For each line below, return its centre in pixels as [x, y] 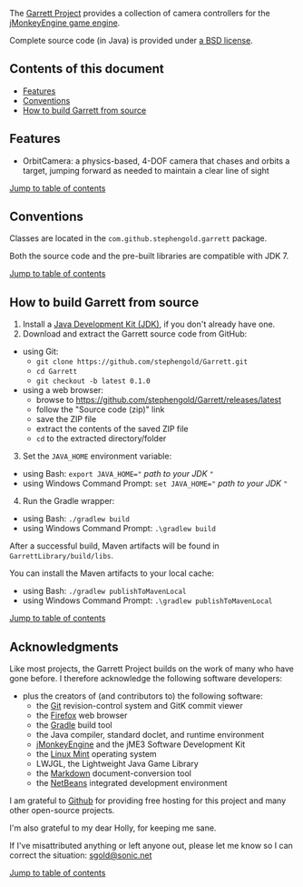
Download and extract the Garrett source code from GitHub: [135, 334]
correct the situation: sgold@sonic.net [81, 855]
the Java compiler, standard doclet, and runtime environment [150, 735]
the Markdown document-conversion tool [114, 773]
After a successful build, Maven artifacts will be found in [114, 546]
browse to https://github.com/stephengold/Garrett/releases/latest [159, 400]
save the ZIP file [66, 419]
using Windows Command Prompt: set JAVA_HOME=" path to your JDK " [155, 484]
